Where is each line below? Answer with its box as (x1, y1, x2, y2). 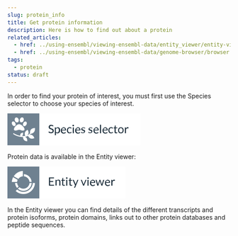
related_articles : (7, 34, 62, 41)
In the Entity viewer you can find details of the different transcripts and (7, 206, 214, 214)
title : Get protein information (7, 18, 103, 26)
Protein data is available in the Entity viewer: (7, 152, 136, 161)
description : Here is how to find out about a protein (7, 26, 173, 33)
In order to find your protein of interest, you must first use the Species (7, 91, 211, 100)
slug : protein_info (7, 11, 65, 18)
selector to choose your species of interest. (7, 99, 135, 108)
